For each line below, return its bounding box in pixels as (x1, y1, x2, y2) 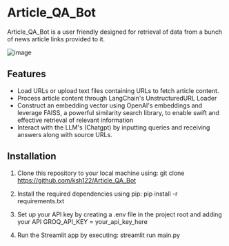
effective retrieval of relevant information (17, 116, 134, 124)
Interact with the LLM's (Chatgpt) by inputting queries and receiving (17, 123, 210, 132)
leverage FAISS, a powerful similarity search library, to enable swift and (17, 108, 219, 116)
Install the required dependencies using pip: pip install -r (17, 189, 178, 198)
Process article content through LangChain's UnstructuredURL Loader (17, 94, 217, 102)
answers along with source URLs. (17, 130, 112, 139)
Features (7, 68, 46, 80)
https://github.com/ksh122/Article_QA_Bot (17, 176, 137, 184)
